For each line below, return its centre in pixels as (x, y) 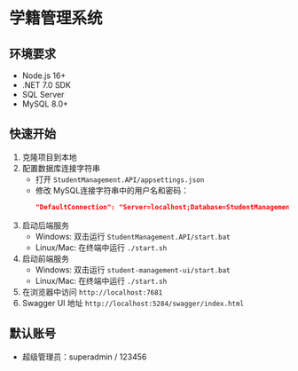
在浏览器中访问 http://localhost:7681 (92, 292)
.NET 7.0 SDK (46, 85)
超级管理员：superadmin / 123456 (84, 357)
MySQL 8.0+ (45, 104)
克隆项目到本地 (49, 157)
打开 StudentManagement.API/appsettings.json (120, 179)
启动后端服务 (45, 225)
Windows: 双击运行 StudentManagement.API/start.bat (133, 236)
